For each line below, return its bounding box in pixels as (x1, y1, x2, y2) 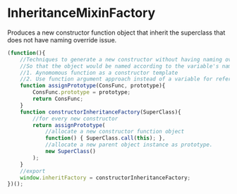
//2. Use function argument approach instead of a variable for (20, 75, 213, 83)
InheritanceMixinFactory (7, 5, 156, 21)
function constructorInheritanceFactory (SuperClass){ (20, 108, 181, 116)
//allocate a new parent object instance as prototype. (44, 141, 213, 149)
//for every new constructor (32, 115, 119, 122)
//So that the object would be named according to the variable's (20, 62, 219, 70)
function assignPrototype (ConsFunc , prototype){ (20, 83, 166, 90)
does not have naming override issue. (7, 35, 117, 44)
